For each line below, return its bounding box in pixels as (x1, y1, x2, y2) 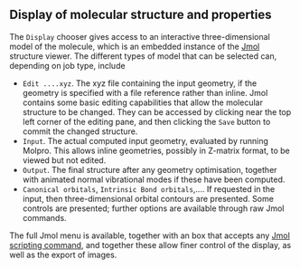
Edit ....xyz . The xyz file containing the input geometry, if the (22, 77, 258, 89)
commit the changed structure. (22, 126, 138, 137)
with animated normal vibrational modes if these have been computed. (22, 174, 286, 185)
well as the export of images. (9, 249, 117, 260)
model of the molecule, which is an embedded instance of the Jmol (9, 41, 260, 52)
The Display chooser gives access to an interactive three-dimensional (9, 31, 271, 42)
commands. (22, 212, 67, 223)
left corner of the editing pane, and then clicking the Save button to (22, 116, 271, 127)
